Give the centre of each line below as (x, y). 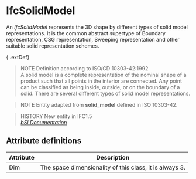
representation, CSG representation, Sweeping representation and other (93, 39)
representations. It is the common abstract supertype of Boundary (86, 33)
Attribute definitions (44, 141)
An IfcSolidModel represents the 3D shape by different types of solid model (97, 27)
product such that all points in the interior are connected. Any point (101, 81)
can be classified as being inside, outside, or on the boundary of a (100, 87)
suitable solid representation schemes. (53, 46)
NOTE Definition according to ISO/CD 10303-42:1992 (84, 68)
